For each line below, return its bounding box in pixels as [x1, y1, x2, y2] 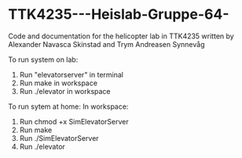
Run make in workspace [19, 78, 98, 88]
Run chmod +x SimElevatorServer [19, 117, 130, 126]
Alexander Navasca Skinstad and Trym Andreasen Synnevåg [8, 39, 205, 48]
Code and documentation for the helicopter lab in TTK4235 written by [8, 31, 234, 41]
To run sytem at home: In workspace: [8, 102, 129, 111]
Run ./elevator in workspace [19, 86, 112, 95]
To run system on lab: [8, 55, 79, 64]
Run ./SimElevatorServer [19, 133, 100, 142]
